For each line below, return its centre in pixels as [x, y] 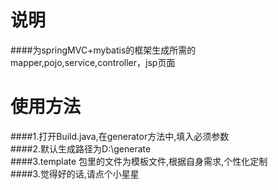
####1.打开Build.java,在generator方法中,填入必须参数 [120, 136]
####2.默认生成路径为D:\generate [81, 148]
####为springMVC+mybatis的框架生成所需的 [103, 50]
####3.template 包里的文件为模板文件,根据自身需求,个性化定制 [139, 161]
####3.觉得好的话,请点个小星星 [75, 173]
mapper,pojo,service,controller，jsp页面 [93, 62]
